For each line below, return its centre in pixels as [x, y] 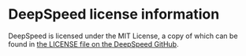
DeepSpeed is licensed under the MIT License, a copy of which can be [123, 36]
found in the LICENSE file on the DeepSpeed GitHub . [93, 44]
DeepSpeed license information [114, 14]
